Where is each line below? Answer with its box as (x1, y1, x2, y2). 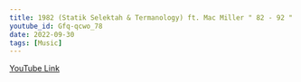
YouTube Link (9, 63, 61, 74)
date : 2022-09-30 (9, 30, 75, 39)
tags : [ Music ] (9, 38, 63, 48)
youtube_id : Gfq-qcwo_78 (9, 22, 103, 31)
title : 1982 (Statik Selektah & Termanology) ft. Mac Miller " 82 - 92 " (9, 13, 294, 23)
